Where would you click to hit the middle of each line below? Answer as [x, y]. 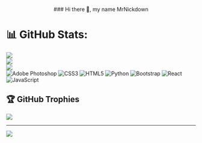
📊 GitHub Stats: [47, 35]
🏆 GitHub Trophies [43, 99]
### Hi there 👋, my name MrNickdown [101, 9]
